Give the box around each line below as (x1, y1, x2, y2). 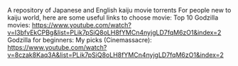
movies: (7, 21, 31, 29)
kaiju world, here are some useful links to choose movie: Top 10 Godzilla (7, 13, 219, 22)
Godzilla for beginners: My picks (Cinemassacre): (7, 36, 153, 44)
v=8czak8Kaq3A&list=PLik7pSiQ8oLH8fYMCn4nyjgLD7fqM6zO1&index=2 (7, 51, 224, 59)
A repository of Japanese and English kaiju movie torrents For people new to (7, 6, 232, 14)
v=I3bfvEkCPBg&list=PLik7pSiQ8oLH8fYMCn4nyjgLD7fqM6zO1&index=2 (7, 28, 222, 37)
